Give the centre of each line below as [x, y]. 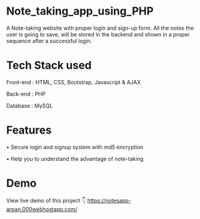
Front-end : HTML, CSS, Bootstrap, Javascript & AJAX [73, 82]
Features [29, 130]
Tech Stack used [49, 66]
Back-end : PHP [26, 94]
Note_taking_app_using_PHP [80, 11]
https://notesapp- [109, 200]
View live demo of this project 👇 [46, 200]
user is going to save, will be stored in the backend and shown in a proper [98, 34]
